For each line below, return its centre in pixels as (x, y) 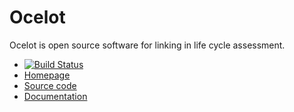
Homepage (47, 75)
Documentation (55, 96)
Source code (50, 85)
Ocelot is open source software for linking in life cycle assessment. (147, 45)
